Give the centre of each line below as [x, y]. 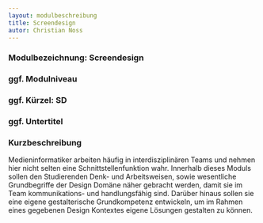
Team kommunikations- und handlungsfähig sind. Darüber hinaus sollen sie [131, 194]
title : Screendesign [42, 23]
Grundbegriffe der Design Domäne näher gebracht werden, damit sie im [126, 185]
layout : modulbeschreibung [53, 15]
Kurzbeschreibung [45, 142]
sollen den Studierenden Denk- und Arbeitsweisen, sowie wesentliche [122, 177]
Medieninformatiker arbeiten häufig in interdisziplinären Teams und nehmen [132, 160]
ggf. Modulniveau [43, 79]
